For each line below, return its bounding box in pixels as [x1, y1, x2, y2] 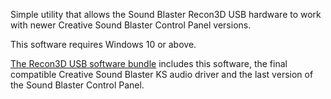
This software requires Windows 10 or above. [10, 39, 197, 50]
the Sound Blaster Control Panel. [10, 79, 145, 91]
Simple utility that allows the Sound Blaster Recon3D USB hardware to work [10, 9, 322, 20]
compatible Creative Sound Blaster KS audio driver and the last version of [10, 69, 314, 80]
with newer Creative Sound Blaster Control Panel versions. [10, 19, 252, 31]
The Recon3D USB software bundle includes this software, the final [10, 58, 288, 69]
